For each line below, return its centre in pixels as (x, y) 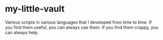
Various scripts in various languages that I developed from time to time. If (78, 22)
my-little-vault (35, 9)
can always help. (22, 32)
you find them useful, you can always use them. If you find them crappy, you (82, 27)
